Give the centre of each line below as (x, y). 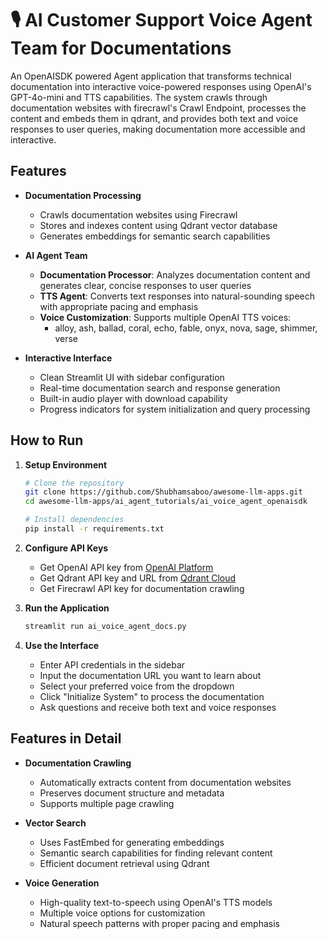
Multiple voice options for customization (122, 913)
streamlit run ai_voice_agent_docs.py (105, 626)
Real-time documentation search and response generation (160, 388)
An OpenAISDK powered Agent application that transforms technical (151, 76)
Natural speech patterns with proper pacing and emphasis (159, 923)
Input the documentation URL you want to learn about (150, 675)
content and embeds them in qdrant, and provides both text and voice (154, 118)
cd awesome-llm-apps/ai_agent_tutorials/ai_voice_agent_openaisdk (166, 502)
